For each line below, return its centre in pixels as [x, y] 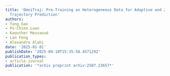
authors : [14, 19]
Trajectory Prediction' [35, 14]
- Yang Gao [17, 24]
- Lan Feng [17, 38]
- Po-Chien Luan [22, 28]
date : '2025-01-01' [26, 47]
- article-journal [25, 61]
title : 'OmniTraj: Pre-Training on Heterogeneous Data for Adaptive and [83, 10]
